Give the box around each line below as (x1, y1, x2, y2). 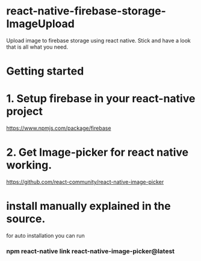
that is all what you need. (6, 43, 69, 51)
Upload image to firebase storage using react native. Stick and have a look (6, 37, 191, 44)
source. (6, 212, 46, 226)
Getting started (6, 64, 84, 78)
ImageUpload (6, 17, 75, 31)
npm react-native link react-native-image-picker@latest (6, 247, 175, 255)
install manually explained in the (6, 200, 171, 213)
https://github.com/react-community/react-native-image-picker (6, 179, 164, 185)
